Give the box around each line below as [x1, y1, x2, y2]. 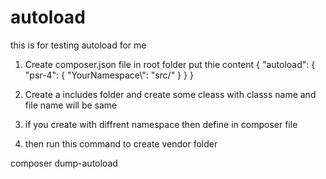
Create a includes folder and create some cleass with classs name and [24, 88, 317, 100]
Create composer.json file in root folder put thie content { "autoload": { [24, 58, 316, 70]
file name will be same [24, 99, 118, 111]
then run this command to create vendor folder [24, 137, 218, 150]
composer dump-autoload [10, 157, 118, 169]
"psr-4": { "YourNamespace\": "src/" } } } [24, 69, 194, 81]
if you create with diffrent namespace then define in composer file [24, 118, 298, 130]
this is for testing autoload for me [10, 39, 147, 51]
